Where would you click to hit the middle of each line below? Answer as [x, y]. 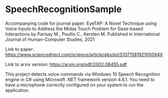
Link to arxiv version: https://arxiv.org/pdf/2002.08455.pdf [66, 64]
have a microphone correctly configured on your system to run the [74, 85]
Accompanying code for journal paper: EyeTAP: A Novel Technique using [81, 23]
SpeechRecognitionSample [64, 9]
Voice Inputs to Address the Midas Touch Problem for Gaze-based [74, 28]
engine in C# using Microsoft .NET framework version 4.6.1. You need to [80, 79]
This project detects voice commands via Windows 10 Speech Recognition [83, 74]
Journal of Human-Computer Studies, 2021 [50, 39]
